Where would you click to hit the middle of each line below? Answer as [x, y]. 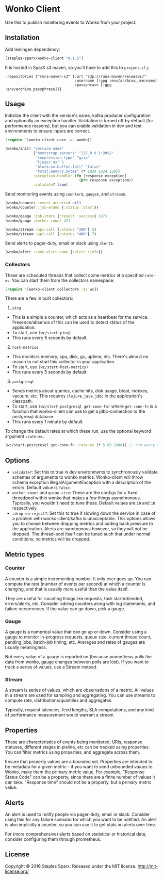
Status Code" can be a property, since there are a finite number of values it [80, 777]
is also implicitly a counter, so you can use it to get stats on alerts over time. [81, 825]
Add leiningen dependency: [33, 49]
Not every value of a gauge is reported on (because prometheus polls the [78, 657]
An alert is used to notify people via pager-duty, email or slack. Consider [77, 814]
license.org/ [17, 871]
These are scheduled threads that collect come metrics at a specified [74, 275]
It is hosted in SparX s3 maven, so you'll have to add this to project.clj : [77, 67]
